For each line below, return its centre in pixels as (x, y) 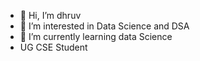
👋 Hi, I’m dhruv (50, 15)
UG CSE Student (53, 47)
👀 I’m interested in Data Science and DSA (104, 26)
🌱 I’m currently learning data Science (96, 36)
